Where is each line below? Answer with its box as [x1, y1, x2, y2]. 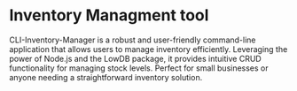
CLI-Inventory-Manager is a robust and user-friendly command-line [9, 34, 256, 45]
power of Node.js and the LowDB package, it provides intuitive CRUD [9, 53, 262, 64]
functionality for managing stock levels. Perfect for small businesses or [9, 63, 269, 73]
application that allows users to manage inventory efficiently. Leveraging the [9, 43, 288, 54]
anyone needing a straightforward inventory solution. [9, 72, 203, 82]
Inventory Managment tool [9, 5, 209, 26]
